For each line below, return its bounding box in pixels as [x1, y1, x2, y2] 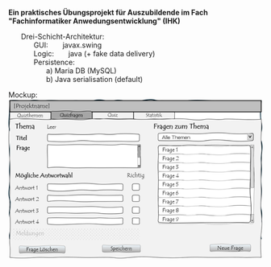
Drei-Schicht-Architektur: [20, 32, 105, 41]
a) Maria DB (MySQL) [45, 66, 117, 76]
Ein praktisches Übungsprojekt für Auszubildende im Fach [8, 8, 208, 17]
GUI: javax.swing [33, 40, 102, 50]
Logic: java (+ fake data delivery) [33, 49, 156, 58]
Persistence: [33, 57, 75, 67]
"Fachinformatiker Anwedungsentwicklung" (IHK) [8, 16, 181, 26]
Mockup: [8, 90, 38, 100]
